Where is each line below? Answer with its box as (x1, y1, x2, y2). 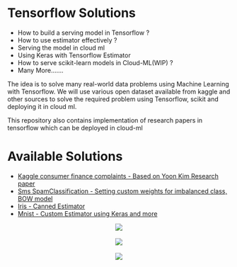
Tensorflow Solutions (7, 5, 137, 21)
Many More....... (17, 66, 64, 74)
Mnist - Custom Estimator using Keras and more (17, 209, 158, 217)
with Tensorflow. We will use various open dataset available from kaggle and (7, 87, 231, 96)
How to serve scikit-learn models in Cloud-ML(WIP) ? (17, 58, 173, 67)
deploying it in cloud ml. (7, 102, 77, 110)
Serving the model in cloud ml (17, 43, 105, 52)
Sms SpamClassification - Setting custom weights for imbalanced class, (17, 186, 228, 195)
